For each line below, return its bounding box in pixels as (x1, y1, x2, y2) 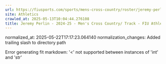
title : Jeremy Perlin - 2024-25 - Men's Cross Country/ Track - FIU (5, 21, 149, 26)
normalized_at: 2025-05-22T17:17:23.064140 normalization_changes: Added (5, 34, 161, 40)
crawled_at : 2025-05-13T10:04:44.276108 (5, 16, 90, 21)
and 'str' (5, 55, 22, 61)
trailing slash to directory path (5, 40, 66, 46)
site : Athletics (5, 12, 39, 17)
